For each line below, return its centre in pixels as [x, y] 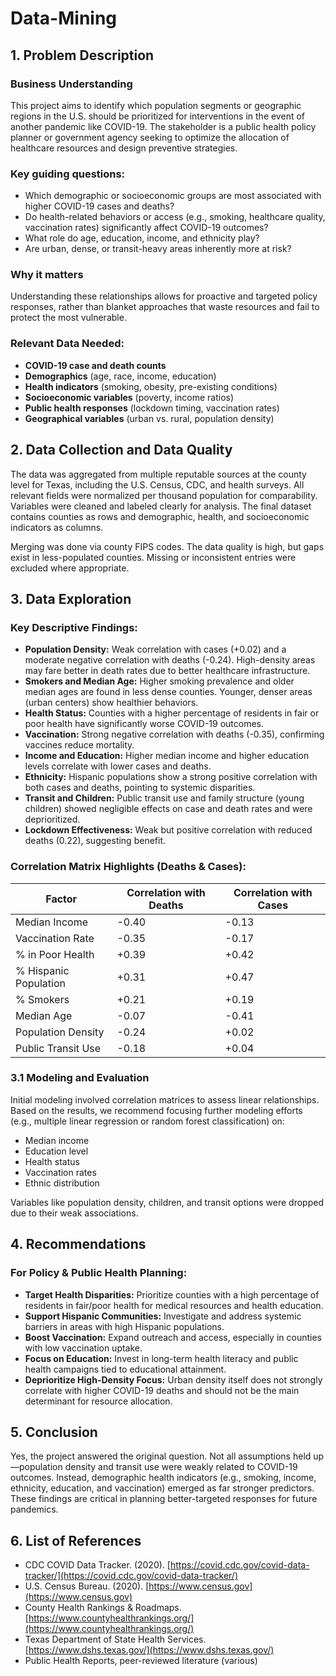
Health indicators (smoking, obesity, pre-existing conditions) [151, 386]
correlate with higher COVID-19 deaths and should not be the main [162, 1390]
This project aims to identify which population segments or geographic [156, 105]
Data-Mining [64, 18]
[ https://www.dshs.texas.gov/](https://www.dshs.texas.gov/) [149, 1650]
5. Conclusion [54, 1432]
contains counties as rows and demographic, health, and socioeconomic [160, 516]
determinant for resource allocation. [98, 1401]
